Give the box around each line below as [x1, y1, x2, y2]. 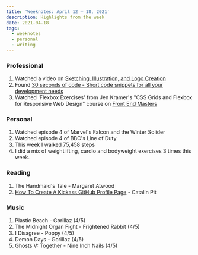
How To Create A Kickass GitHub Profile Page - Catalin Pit [14, 188, 157, 196]
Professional [6, 61, 43, 70]
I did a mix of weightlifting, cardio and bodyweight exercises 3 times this [14, 147, 191, 155]
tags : [6, 25, 20, 32]
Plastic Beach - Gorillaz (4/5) [14, 217, 86, 224]
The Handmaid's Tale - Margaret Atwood [14, 182, 115, 189]
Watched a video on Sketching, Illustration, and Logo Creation [14, 75, 166, 82]
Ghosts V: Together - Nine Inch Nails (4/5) [14, 242, 118, 250]
